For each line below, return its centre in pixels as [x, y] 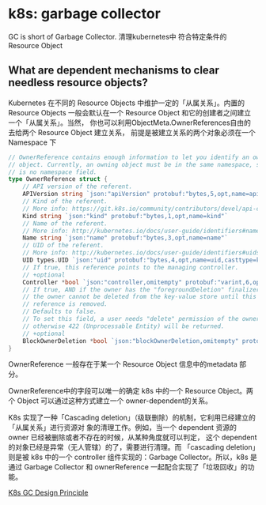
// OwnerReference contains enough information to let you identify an [129, 157]
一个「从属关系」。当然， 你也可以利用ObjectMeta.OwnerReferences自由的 [130, 122]
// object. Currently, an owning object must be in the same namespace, [131, 164]
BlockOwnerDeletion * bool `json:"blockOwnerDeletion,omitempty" [131, 341]
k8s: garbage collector [84, 14]
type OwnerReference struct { [58, 179]
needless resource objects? [78, 83]
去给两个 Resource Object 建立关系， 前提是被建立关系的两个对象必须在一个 [132, 132]
